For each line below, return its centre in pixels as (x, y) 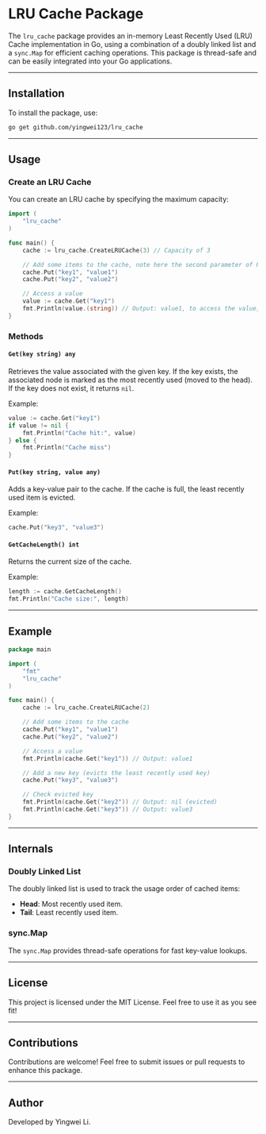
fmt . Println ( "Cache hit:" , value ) (79, 433)
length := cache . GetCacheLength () (65, 592)
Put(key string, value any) (55, 472)
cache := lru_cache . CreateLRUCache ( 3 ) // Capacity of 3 (117, 250)
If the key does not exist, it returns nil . (71, 388)
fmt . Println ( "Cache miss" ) (67, 448)
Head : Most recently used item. (71, 904)
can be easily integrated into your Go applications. (90, 61)
